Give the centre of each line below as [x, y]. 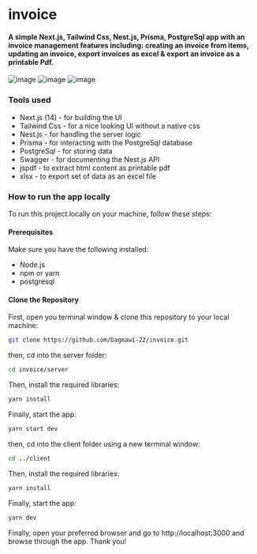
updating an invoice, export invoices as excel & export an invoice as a [124, 54]
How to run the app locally [59, 197]
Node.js [32, 265]
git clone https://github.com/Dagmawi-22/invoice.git [99, 340]
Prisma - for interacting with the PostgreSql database [106, 142]
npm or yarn [39, 273]
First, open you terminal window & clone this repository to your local [119, 317]
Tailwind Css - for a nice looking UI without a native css [110, 126]
